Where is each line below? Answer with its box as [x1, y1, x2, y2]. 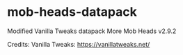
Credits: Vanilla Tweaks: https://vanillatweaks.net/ [7, 40, 150, 48]
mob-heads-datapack [7, 4, 137, 20]
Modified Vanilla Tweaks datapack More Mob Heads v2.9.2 [7, 27, 177, 35]
